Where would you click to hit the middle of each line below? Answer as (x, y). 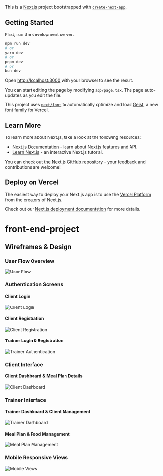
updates (14, 95)
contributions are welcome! (33, 167)
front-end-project (42, 229)
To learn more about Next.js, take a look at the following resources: (73, 137)
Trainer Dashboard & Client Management (48, 411)
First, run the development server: (40, 34)
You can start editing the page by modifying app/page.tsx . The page (74, 90)
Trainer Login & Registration (34, 341)
